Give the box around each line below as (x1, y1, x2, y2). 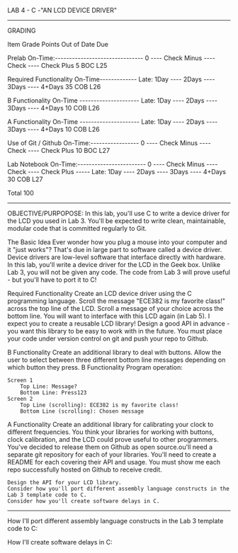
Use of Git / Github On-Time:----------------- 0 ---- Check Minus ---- (7, 139, 211, 147)
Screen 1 (7, 377, 33, 384)
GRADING (7, 26, 36, 35)
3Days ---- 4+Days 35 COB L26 (7, 83, 101, 91)
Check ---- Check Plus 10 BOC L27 (7, 147, 110, 154)
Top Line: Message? (20, 383, 78, 390)
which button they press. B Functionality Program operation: (7, 363, 183, 371)
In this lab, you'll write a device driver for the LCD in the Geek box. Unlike (7, 261, 221, 268)
